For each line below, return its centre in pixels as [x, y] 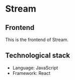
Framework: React [31, 73]
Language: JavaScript [35, 68]
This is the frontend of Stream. [37, 39]
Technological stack [38, 55]
